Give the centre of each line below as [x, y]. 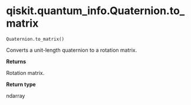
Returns [16, 61]
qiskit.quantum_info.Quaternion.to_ [95, 11]
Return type [21, 84]
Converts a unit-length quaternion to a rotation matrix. [72, 50]
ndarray [16, 96]
